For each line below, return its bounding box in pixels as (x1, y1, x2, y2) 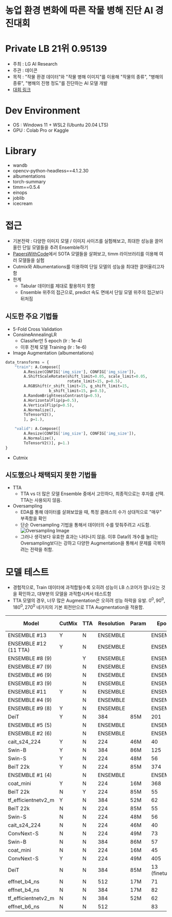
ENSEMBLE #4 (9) (8, 696, 52, 704)
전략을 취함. (30, 547, 54, 553)
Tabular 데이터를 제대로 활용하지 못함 (20, 283, 96, 289)
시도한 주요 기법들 (5, 312, 58, 321)
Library (5, 145, 37, 157)
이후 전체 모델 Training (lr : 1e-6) (20, 344, 87, 350)
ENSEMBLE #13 (8, 632, 47, 639)
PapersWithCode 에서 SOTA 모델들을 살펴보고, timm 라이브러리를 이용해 (12, 250, 158, 257)
